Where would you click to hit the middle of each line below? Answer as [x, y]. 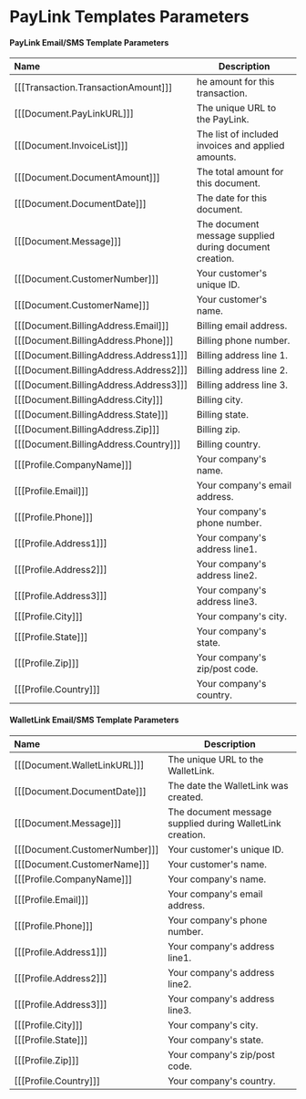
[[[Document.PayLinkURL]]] [74, 114]
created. [186, 797]
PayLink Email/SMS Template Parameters [89, 42]
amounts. [216, 157]
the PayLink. [223, 119]
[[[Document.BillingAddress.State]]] [91, 415]
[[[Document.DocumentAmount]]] [87, 178]
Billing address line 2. [242, 370]
